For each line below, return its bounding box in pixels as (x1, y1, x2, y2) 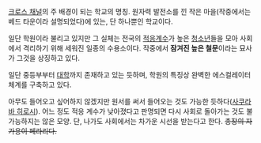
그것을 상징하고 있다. (16, 54, 81, 62)
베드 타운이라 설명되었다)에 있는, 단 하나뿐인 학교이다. (8, 17, 174, 26)
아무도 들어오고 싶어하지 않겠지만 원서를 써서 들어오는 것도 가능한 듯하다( (8, 97, 233, 106)
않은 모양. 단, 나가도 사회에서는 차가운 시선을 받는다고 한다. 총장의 (42, 117, 244, 126)
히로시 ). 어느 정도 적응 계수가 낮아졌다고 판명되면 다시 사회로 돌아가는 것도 (16, 107, 245, 116)
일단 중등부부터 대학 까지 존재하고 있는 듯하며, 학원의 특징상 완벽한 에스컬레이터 (8, 70, 252, 79)
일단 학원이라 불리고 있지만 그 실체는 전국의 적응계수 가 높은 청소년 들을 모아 (8, 34, 239, 43)
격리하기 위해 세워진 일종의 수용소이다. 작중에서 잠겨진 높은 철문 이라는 (22, 43, 238, 53)
